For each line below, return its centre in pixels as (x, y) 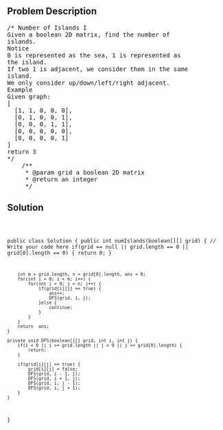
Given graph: (29, 96)
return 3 (22, 152)
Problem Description (52, 11)
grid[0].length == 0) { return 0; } (59, 253)
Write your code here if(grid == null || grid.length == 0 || (98, 247)
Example (20, 90)
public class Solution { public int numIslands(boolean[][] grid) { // (111, 240)
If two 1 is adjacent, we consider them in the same (98, 69)
